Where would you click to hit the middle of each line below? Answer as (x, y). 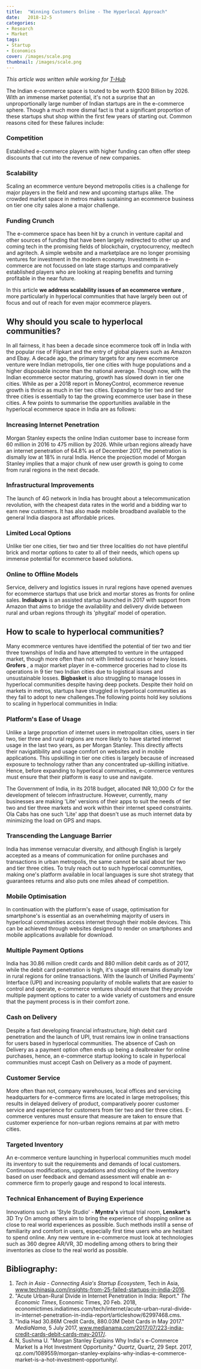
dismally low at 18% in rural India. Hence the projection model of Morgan (96, 457)
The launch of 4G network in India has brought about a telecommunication (98, 498)
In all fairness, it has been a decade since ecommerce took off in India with (99, 346)
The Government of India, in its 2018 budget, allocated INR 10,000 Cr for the (100, 788)
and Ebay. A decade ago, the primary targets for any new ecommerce (92, 358)
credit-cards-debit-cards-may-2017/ (60, 1334)
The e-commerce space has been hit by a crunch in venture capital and (95, 234)
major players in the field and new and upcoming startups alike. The (90, 193)
